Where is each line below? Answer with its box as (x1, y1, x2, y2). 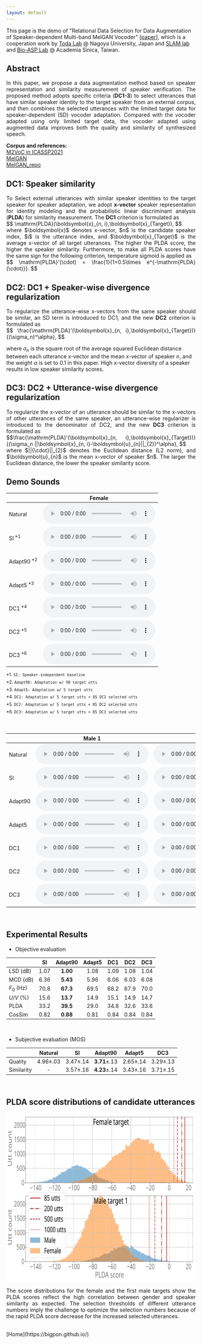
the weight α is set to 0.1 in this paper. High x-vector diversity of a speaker (6, 359, 191, 366)
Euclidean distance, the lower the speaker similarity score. (6, 459, 151, 466)
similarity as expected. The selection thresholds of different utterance (6, 1300, 196, 1307)
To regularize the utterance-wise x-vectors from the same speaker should (6, 308, 196, 315)
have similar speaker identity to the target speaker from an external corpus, (6, 99, 196, 106)
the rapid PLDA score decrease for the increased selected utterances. (6, 1313, 179, 1320)
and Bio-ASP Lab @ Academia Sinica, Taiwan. (6, 46, 120, 53)
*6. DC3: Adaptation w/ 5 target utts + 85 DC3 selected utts (6, 709, 138, 715)
